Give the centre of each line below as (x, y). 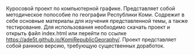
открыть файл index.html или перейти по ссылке (66, 33)
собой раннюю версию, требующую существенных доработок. (85, 46)
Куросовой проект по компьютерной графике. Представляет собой (91, 8)
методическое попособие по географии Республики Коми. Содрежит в (96, 15)
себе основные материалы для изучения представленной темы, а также (97, 21)
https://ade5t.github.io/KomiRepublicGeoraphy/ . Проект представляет (91, 39)
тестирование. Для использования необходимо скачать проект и (88, 27)
